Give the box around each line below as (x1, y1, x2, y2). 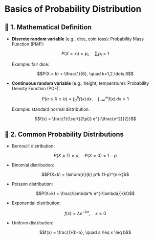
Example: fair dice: (11, 61, 49, 67)
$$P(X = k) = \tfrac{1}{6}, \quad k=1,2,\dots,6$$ (37, 71, 134, 76)
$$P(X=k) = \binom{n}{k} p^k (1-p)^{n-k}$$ (41, 171, 130, 177)
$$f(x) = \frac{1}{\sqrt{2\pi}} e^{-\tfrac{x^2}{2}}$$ (34, 116, 136, 122)
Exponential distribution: (11, 200, 61, 206)
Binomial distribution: (11, 162, 55, 168)
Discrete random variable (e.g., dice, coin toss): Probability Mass (11, 36, 144, 42)
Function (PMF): (11, 41, 44, 47)
